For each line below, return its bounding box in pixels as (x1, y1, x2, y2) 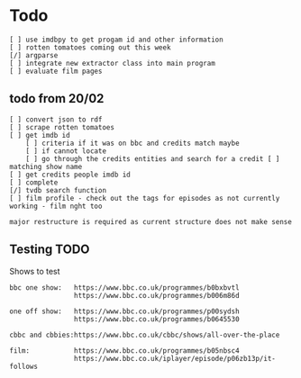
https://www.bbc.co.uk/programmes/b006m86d (73, 291, 241, 300)
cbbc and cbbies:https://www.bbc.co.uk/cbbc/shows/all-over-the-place (9, 330, 280, 339)
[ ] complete (9, 177, 59, 187)
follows (9, 362, 39, 371)
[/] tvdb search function (9, 185, 106, 194)
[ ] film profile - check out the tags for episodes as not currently (9, 193, 280, 202)
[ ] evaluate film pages (9, 67, 103, 76)
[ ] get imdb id (9, 130, 70, 139)
